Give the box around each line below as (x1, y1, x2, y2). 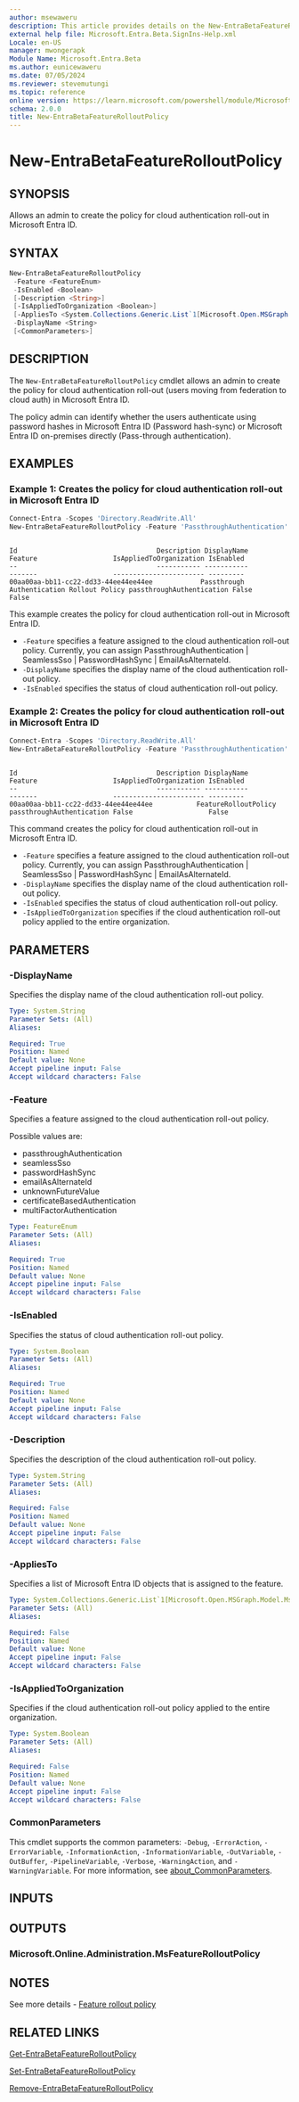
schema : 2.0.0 (9, 104, 62, 113)
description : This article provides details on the (9, 21, 205, 30)
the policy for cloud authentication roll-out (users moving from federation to (9, 384, 287, 395)
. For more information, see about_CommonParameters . (69, 1865, 273, 1876)
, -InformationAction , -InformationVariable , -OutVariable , (61, 1846, 277, 1857)
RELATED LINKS (9, 2024, 100, 2040)
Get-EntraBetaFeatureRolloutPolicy (9, 2049, 137, 2059)
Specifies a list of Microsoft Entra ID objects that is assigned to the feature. (9, 1579, 284, 1589)
